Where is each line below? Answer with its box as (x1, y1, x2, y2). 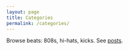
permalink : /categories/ (6, 20, 70, 26)
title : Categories (6, 15, 53, 21)
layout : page (6, 9, 40, 15)
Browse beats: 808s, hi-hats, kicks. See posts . (6, 37, 123, 45)
